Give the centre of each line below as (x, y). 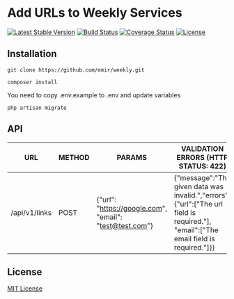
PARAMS (132, 157)
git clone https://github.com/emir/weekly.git (76, 70)
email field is (194, 239)
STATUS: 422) (202, 166)
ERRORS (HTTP (202, 157)
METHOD (74, 157)
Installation (32, 54)
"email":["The (196, 229)
